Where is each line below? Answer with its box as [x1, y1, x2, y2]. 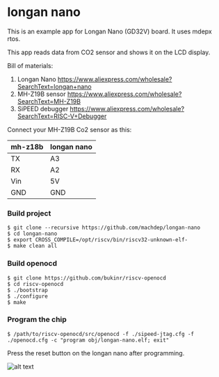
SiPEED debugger [17, 104, 69, 113]
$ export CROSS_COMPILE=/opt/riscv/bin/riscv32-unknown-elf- [7, 236, 188, 243]
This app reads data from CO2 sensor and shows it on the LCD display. [7, 48, 211, 56]
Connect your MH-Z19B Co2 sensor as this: [7, 125, 132, 134]
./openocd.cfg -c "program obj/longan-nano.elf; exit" [7, 337, 170, 344]
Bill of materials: [7, 61, 54, 70]
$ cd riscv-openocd [7, 280, 64, 287]
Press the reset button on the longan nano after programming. [7, 348, 185, 357]
